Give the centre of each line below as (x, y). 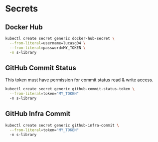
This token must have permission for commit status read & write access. (79, 80)
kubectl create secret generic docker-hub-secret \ (60, 38)
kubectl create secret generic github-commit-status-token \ (70, 89)
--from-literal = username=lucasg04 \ (48, 43)
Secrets (22, 9)
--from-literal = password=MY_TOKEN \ (48, 48)
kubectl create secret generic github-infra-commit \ (62, 125)
